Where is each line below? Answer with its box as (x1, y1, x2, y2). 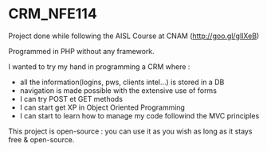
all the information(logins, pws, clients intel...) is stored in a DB (19, 77, 225, 87)
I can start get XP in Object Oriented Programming (19, 103, 186, 112)
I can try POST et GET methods (19, 94, 124, 103)
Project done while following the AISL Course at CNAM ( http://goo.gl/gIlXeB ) (8, 31, 260, 41)
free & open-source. (8, 134, 75, 144)
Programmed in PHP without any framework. (8, 46, 155, 56)
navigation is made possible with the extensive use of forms (19, 85, 218, 95)
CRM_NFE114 (8, 5, 97, 23)
